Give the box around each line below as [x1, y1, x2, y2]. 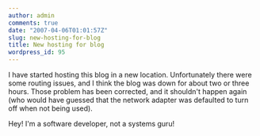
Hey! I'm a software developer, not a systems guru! [8, 119, 175, 128]
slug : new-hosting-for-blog [8, 33, 101, 42]
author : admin [8, 11, 55, 20]
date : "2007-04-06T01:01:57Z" [8, 26, 109, 34]
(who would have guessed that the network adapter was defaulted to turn [8, 96, 249, 104]
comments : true [8, 19, 59, 27]
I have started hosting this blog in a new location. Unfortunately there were [8, 70, 252, 79]
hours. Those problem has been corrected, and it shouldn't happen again [8, 87, 247, 96]
